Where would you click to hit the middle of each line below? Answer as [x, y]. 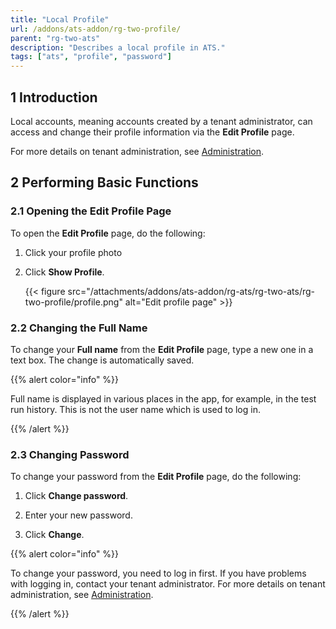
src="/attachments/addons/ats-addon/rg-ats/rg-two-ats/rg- [191, 291]
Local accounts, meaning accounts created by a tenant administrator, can [161, 121]
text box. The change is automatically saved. [102, 360]
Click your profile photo [73, 252]
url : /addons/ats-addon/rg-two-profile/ [96, 29]
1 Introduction [54, 97]
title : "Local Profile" [60, 19]
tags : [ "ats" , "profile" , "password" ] [91, 57]
